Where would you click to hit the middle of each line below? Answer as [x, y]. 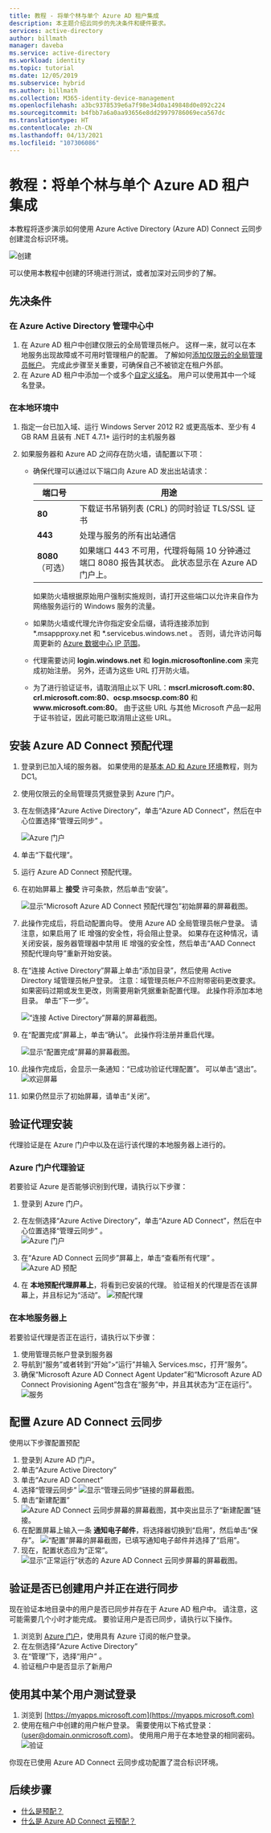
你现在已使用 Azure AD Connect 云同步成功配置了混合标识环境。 [116, 1762]
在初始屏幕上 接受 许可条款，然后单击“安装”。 [96, 889]
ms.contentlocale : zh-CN [51, 128]
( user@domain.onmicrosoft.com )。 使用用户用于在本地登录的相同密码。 [140, 1735]
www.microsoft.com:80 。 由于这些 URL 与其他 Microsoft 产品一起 [144, 707]
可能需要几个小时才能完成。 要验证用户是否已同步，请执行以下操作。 [123, 1619]
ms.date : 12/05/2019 [44, 76]
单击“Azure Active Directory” [69, 1470]
